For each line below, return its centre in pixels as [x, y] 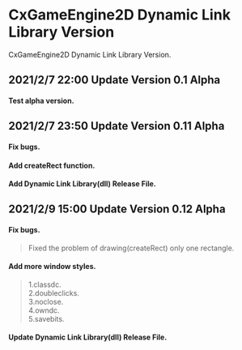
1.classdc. [45, 284]
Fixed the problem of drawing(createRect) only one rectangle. [131, 248]
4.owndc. [44, 310]
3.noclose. [46, 301]
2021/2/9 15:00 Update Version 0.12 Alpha [117, 209]
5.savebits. [46, 318]
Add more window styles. [52, 267]
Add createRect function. [52, 165]
